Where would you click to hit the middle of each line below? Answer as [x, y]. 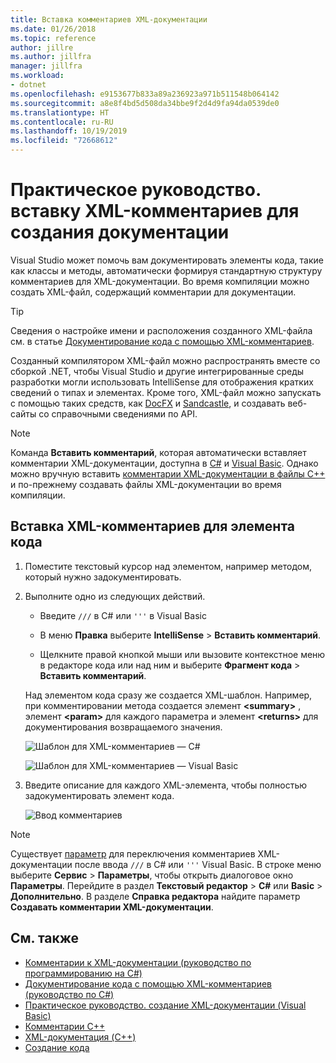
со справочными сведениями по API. [118, 413]
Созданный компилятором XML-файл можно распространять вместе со [165, 360]
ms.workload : [37, 76]
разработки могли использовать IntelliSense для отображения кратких [162, 382]
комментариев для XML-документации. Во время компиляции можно [160, 281]
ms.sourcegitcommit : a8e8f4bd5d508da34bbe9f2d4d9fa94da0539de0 [145, 103]
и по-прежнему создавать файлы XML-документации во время [146, 484]
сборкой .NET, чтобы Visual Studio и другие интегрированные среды [157, 371]
